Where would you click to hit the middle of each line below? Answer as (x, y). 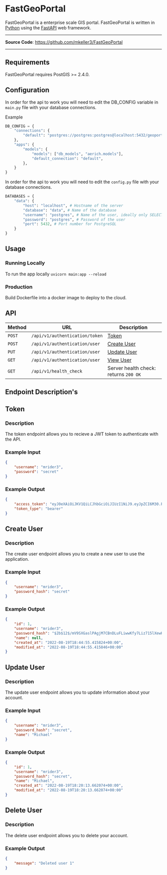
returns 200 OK (124, 374)
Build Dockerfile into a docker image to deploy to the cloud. (66, 298)
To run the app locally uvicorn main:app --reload (56, 274)
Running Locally (25, 263)
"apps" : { (24, 145)
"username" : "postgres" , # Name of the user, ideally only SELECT (93, 215)
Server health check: (132, 368)
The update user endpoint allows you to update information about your (78, 692)
